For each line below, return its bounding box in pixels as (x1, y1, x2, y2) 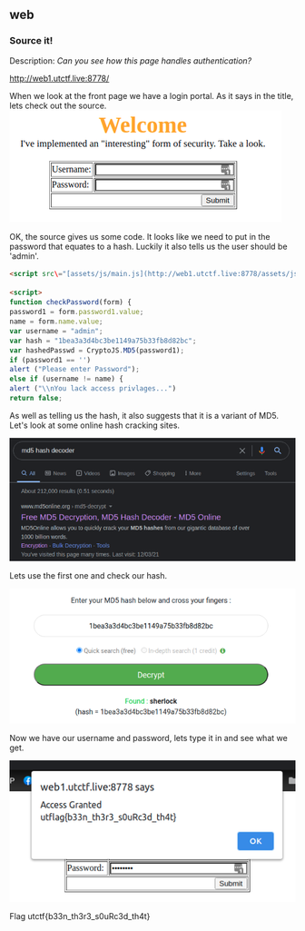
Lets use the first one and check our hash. (9, 569, 168, 580)
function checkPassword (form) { (9, 298, 132, 307)
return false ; (9, 394, 64, 403)
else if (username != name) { (9, 374, 124, 384)
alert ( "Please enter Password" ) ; (9, 365, 141, 374)
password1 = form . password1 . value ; (9, 308, 144, 317)
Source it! (9, 35, 54, 47)
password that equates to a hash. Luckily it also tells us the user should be (9, 241, 288, 252)
